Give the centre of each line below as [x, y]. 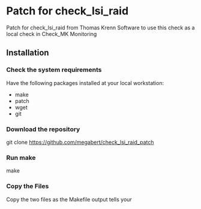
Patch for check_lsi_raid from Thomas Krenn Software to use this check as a [100, 28]
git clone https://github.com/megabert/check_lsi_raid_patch [80, 142]
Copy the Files [28, 186]
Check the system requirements [54, 70]
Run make [21, 157]
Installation [28, 53]
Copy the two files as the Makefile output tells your [69, 199]
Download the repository [43, 129]
